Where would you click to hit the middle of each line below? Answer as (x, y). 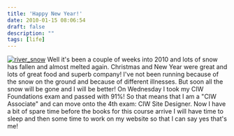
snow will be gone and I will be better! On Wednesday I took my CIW (105, 89)
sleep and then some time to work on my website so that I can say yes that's (117, 119)
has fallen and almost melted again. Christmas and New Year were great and (117, 67)
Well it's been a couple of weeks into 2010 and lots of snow (132, 59)
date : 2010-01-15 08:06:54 (46, 20)
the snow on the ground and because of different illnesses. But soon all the (115, 82)
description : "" (31, 33)
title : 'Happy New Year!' (45, 14)
